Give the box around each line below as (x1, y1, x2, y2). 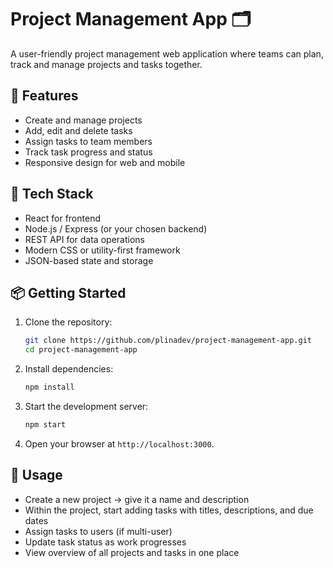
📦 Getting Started (10, 284, 127, 301)
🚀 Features (10, 87, 79, 105)
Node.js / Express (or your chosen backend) (24, 222, 208, 235)
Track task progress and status (24, 146, 153, 158)
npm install (24, 382, 75, 393)
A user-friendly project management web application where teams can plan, (10, 47, 324, 60)
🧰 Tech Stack (10, 186, 94, 203)
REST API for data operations (24, 233, 145, 245)
